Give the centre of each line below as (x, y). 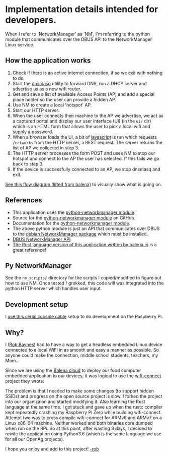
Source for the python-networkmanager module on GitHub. (74, 217)
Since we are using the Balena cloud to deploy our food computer (73, 370)
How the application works (48, 61)
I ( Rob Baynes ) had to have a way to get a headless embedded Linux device (84, 345)
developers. (31, 20)
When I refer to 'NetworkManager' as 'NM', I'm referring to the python (78, 34)
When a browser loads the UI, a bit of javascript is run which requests (84, 137)
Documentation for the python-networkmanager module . (71, 223)
